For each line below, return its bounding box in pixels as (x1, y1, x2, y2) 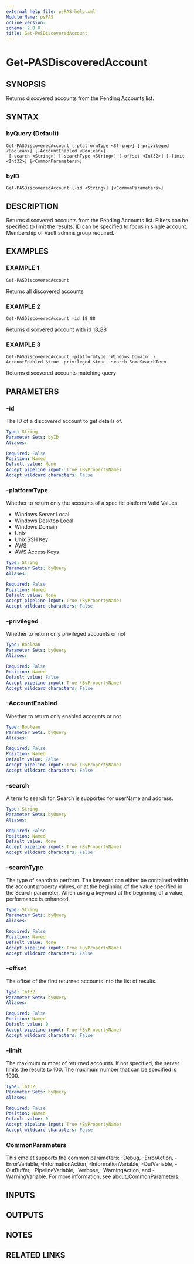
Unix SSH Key (14, 536, 49, 543)
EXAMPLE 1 (6, 264, 40, 272)
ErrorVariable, (6, 1160, 40, 1168)
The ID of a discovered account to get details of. (6, 417, 122, 424)
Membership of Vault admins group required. (6, 229, 115, 236)
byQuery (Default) (6, 129, 59, 138)
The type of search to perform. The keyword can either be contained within (6, 877, 189, 884)
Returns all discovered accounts (6, 288, 84, 295)
